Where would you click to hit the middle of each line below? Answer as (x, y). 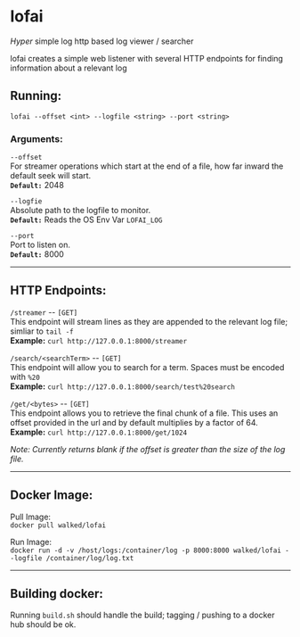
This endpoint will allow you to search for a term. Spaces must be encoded (147, 367)
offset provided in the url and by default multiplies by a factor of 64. (134, 422)
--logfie (26, 202)
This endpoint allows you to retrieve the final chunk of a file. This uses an (144, 413)
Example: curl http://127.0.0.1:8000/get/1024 (99, 432)
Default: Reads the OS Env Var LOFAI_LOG (86, 219)
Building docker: (57, 594)
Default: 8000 (37, 254)
